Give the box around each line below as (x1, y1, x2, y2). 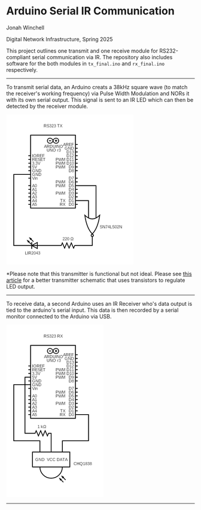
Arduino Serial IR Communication (6, 4, 175, 18)
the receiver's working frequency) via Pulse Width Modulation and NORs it (6, 90, 190, 97)
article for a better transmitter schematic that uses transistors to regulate (6, 277, 185, 284)
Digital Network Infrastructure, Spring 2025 (6, 35, 113, 42)
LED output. (6, 283, 36, 290)
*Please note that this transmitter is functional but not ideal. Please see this (6, 270, 193, 277)
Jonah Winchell (6, 24, 45, 31)
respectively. (6, 66, 38, 73)
